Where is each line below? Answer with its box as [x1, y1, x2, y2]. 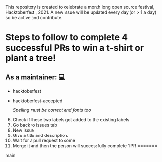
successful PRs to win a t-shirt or [5, 42, 144, 54]
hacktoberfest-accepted [12, 98, 63, 104]
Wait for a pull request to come [12, 137, 76, 143]
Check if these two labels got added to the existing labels [12, 117, 130, 122]
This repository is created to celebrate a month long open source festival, [5, 4, 155, 10]
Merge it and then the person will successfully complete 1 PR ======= [12, 143, 158, 149]
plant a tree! [5, 53, 56, 64]
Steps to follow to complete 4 [5, 32, 128, 43]
